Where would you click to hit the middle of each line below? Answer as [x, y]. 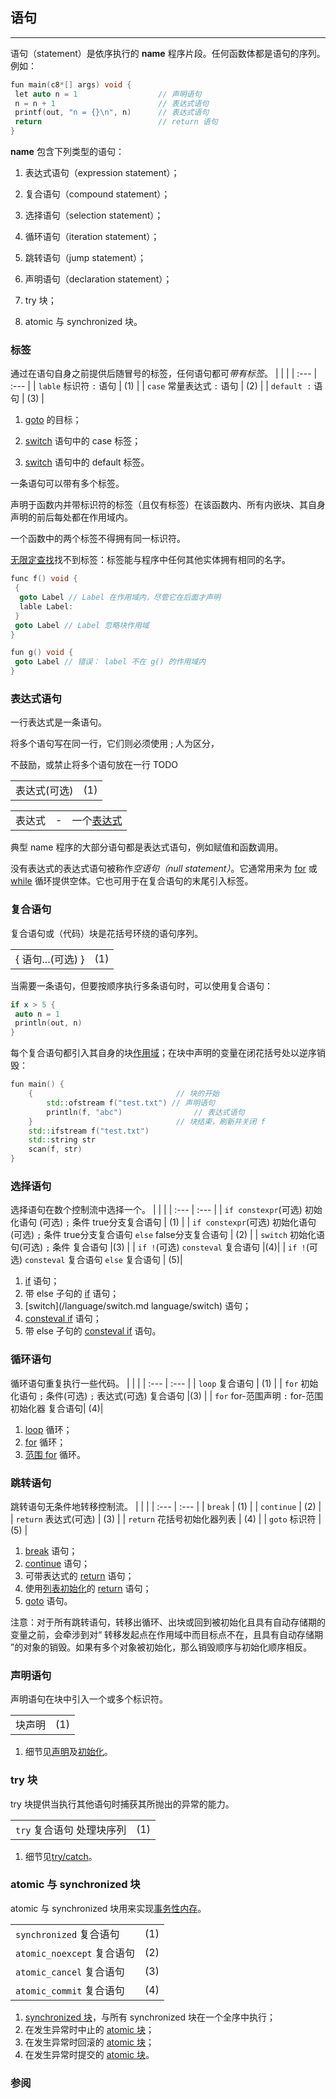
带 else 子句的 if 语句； [72, 1294]
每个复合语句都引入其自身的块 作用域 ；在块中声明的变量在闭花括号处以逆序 [163, 1053]
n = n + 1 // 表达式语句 [112, 103]
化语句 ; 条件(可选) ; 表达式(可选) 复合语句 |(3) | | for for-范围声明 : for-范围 [167, 1395]
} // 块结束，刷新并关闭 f [147, 1121]
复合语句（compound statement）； [97, 194]
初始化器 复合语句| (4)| [57, 1408]
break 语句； [51, 1550]
